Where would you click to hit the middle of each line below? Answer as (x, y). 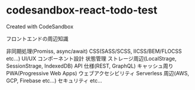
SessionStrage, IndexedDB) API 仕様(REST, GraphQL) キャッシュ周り (90, 66)
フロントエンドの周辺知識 (37, 38)
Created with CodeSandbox (40, 26)
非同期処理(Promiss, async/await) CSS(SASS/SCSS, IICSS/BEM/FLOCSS (94, 51)
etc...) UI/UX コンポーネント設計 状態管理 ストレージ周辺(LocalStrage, (91, 58)
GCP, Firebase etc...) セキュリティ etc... (54, 81)
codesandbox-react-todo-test (82, 10)
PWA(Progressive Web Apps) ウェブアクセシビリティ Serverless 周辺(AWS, (98, 73)
